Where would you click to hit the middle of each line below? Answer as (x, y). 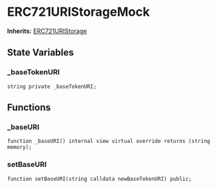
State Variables (41, 53)
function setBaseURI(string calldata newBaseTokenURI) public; (100, 179)
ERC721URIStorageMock (78, 12)
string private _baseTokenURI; (52, 87)
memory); (20, 147)
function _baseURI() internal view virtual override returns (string (109, 142)
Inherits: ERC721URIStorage (47, 31)
